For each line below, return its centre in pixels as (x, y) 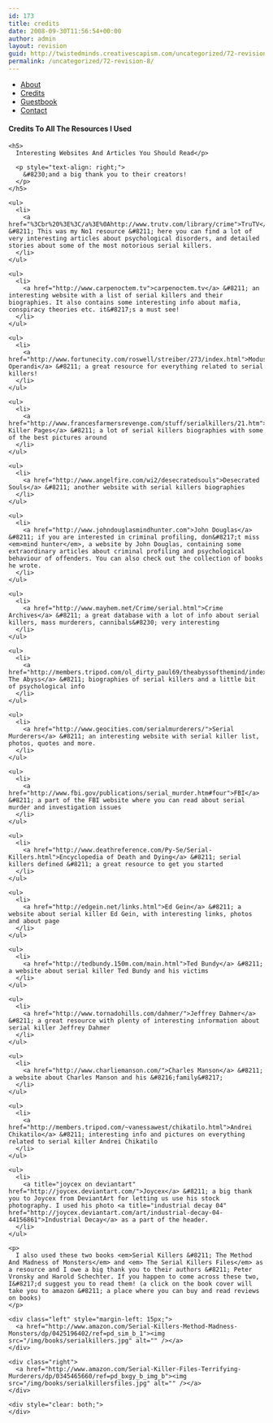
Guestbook (39, 102)
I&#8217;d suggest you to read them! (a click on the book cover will (130, 1284)
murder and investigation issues (65, 808)
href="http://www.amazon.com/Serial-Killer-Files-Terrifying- (134, 1369)
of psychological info (47, 687)
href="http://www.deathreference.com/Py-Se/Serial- (123, 850)
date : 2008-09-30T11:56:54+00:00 (65, 31)
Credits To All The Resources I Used (70, 129)
